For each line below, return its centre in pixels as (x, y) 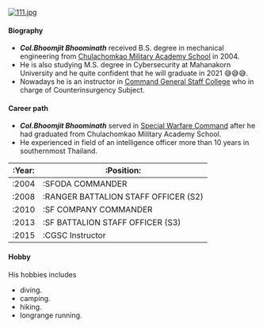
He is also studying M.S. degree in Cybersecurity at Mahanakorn (125, 65)
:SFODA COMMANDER (85, 184)
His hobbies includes (42, 274)
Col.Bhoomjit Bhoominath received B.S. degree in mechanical (122, 48)
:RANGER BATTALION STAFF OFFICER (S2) (123, 196)
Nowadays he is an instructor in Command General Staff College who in (137, 82)
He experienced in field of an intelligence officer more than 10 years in (134, 143)
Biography (26, 30)
